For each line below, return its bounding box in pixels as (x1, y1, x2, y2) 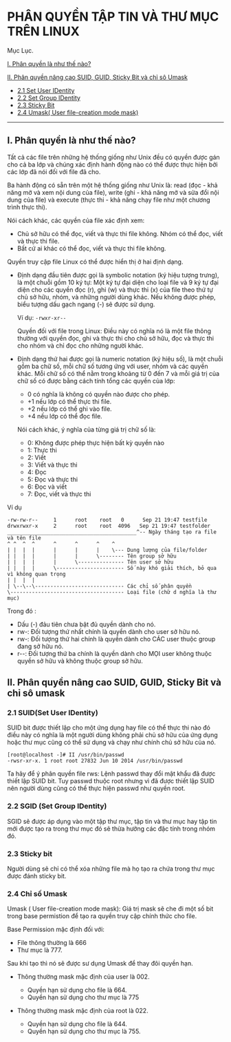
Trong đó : (7, 606, 36, 615)
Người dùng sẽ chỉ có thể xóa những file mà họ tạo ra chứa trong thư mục (7, 864, 215, 873)
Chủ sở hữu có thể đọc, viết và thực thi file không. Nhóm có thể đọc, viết (16, 229, 223, 237)
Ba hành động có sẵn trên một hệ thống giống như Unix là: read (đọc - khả (7, 181, 218, 189)
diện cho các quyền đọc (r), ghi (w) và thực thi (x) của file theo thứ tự (16, 285, 213, 294)
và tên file (7, 534, 41, 542)
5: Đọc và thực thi (27, 475, 78, 483)
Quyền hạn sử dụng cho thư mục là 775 (27, 993, 140, 1001)
